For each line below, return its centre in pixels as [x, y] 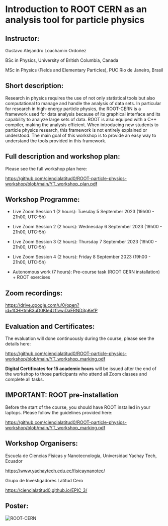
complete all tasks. [25, 379]
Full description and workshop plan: [63, 157]
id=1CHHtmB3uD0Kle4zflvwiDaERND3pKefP [52, 311]
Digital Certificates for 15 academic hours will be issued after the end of [81, 369]
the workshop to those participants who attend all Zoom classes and [76, 374]
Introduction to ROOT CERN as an [76, 9]
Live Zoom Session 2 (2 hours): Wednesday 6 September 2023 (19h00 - [87, 227]
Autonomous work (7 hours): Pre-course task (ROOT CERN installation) [86, 272]
